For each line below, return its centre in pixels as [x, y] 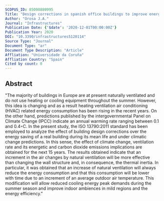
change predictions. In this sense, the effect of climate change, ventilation [79, 142]
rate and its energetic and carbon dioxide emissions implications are [74, 147]
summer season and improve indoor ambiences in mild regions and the [76, 188]
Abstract [19, 83]
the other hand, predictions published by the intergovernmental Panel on [78, 116]
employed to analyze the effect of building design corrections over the [76, 131]
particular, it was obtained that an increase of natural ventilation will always [81, 167]
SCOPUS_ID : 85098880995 [29, 9]
